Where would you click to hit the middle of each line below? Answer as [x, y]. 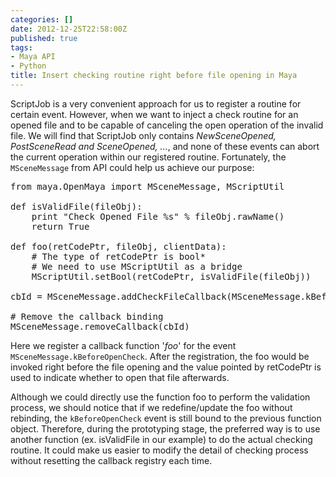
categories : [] [42, 19]
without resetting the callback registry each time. [111, 460]
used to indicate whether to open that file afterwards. [120, 377]
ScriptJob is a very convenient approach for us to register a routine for [156, 103]
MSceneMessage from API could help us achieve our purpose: [132, 167]
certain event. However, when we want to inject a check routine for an [154, 114]
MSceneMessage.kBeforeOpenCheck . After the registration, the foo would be [160, 356]
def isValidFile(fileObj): [76, 206]
